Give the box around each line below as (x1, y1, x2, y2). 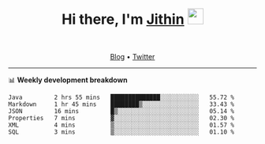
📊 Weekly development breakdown (8, 75, 128, 85)
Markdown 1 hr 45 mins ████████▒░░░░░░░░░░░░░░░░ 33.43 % (8, 100, 235, 108)
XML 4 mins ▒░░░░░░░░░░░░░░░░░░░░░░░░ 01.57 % (8, 121, 235, 129)
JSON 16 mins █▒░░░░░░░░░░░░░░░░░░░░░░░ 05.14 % (8, 107, 235, 115)
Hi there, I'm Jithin (62, 10, 185, 28)
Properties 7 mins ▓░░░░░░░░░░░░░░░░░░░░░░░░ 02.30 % (8, 114, 235, 122)
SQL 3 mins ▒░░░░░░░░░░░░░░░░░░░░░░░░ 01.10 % (8, 127, 235, 136)
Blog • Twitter (110, 51, 155, 61)
